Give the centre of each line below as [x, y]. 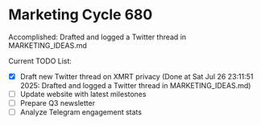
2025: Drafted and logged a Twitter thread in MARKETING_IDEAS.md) [135, 85]
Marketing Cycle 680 [81, 15]
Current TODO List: [40, 61]
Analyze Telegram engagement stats [81, 112]
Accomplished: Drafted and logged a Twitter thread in [97, 37]
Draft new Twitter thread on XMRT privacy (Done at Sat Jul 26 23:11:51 [137, 76]
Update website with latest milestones [83, 94]
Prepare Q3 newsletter [57, 103]
